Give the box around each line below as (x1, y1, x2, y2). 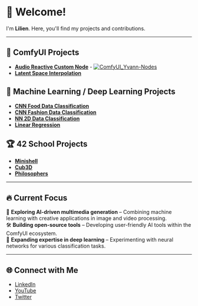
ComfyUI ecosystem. (6, 230, 58, 237)
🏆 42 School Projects (6, 139, 88, 149)
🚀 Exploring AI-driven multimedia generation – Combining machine (6, 209, 172, 216)
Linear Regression (14, 121, 61, 128)
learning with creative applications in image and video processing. (6, 215, 167, 222)
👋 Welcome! (6, 5, 67, 19)
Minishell (14, 158, 38, 165)
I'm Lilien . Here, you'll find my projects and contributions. (6, 25, 146, 32)
